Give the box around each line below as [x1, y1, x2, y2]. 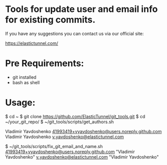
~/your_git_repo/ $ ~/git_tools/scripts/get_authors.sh [5, 119, 114, 125]
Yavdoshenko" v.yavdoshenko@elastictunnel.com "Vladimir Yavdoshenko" [5, 154, 159, 160]
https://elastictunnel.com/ [5, 40, 58, 46]
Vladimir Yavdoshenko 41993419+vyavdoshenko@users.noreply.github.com [5, 128, 162, 134]
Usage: [5, 97, 36, 108]
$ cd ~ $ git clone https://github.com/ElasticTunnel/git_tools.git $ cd [5, 113, 145, 119]
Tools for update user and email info [5, 3, 158, 15]
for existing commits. [5, 14, 96, 25]
